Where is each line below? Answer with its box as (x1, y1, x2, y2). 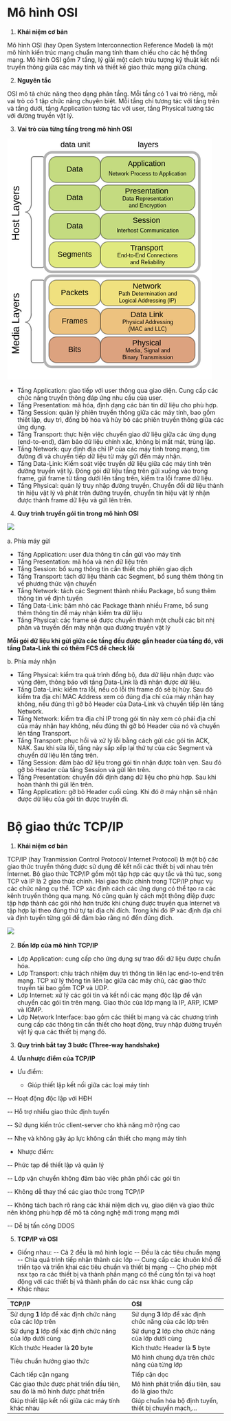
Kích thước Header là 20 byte (10, 1344, 93, 1352)
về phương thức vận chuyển (16, 579, 97, 588)
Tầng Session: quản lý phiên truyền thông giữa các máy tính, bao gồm (16, 408, 216, 416)
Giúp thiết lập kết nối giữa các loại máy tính (27, 1080, 150, 1089)
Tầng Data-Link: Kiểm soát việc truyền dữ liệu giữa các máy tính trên (16, 459, 212, 467)
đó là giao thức (131, 1387, 174, 1395)
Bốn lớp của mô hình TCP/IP (16, 941, 98, 949)
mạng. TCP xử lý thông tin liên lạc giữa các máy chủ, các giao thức (16, 976, 206, 985)
